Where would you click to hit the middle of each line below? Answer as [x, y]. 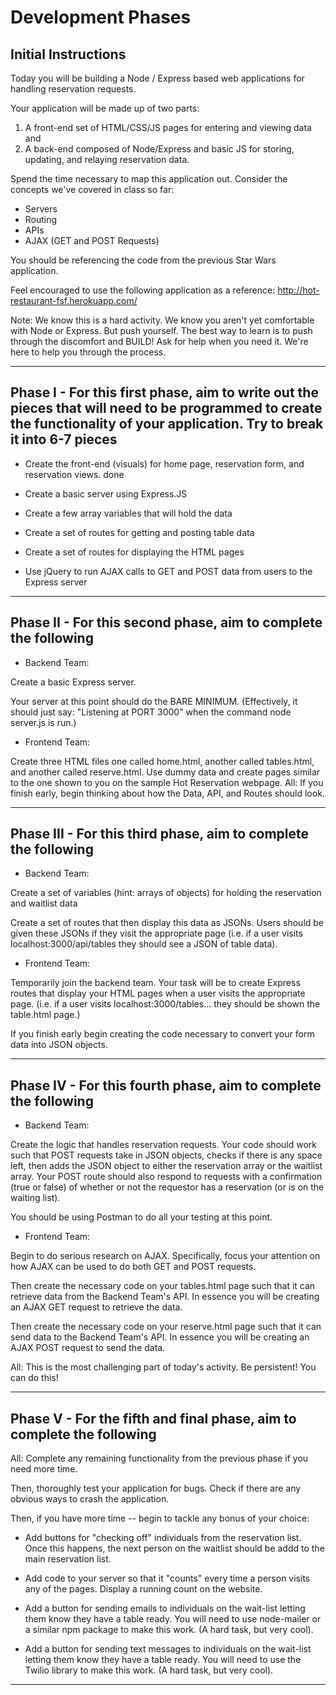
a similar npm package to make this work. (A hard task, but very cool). [169, 1630]
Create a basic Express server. [73, 682]
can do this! [34, 1378]
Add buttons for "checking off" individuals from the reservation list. [163, 1538]
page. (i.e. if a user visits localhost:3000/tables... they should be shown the [165, 1004]
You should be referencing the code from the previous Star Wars [143, 260]
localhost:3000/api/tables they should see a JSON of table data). [144, 944]
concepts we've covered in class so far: [92, 189]
